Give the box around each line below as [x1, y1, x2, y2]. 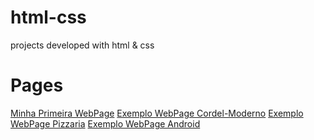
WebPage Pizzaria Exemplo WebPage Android [10, 117, 201, 130]
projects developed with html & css [10, 39, 155, 51]
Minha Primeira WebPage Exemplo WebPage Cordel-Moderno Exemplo [10, 107, 304, 119]
